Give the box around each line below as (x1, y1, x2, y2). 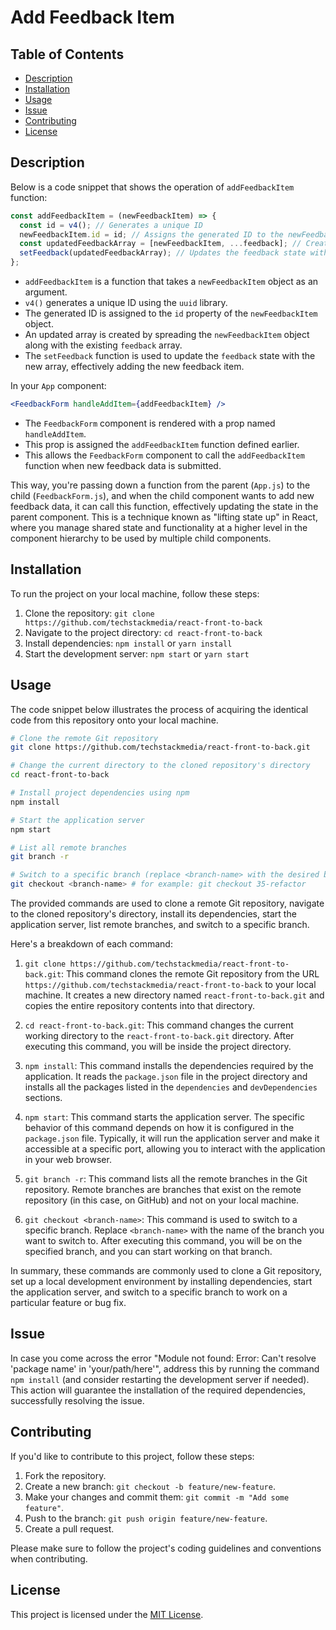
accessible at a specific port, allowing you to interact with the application (24, 1143, 326, 1155)
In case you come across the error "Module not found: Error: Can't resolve (10, 1352, 317, 1364)
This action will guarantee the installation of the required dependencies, (10, 1384, 306, 1396)
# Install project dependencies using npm (10, 788, 190, 798)
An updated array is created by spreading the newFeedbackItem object (24, 329, 310, 341)
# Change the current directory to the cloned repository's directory (10, 761, 311, 771)
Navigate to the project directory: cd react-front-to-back (24, 626, 263, 638)
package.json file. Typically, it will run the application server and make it (24, 1132, 320, 1145)
